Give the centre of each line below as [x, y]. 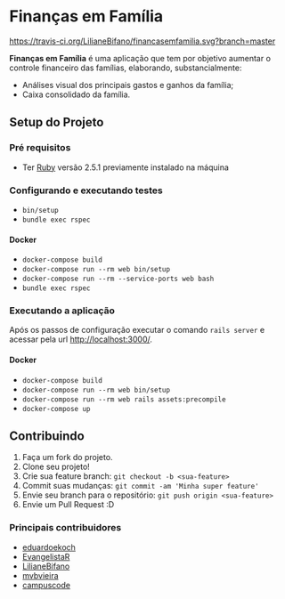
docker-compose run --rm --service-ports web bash [118, 279]
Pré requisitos [40, 148]
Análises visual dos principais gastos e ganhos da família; [128, 85]
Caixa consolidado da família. [76, 94]
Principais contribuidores [65, 528]
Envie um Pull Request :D [68, 505]
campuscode [46, 585]
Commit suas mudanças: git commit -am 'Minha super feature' [141, 486]
